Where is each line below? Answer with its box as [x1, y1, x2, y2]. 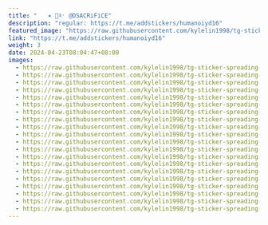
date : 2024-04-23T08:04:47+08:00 [8, 49, 120, 57]
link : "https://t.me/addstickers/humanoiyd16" [8, 34, 166, 42]
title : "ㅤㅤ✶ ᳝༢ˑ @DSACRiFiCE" [8, 11, 112, 20]
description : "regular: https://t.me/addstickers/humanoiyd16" [8, 19, 223, 27]
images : [8, 57, 34, 65]
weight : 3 [8, 41, 41, 49]
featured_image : [8, 26, 62, 34]
